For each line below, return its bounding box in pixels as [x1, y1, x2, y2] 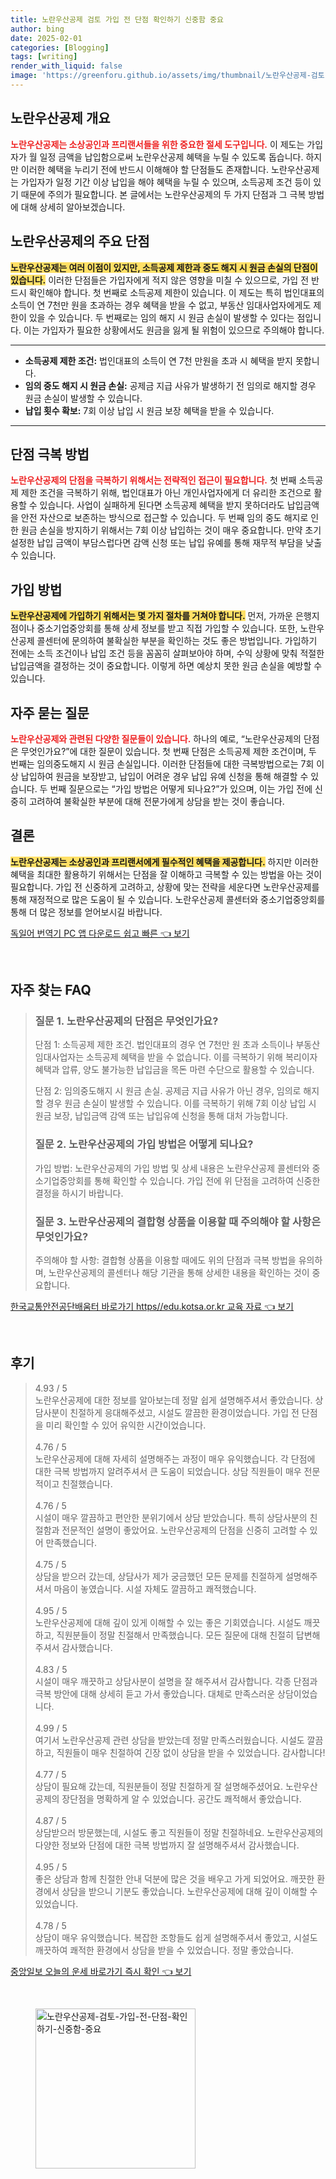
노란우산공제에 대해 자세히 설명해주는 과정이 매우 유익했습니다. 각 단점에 [34, 1452, 316, 1465]
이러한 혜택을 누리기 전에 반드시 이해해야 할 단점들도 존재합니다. [20, 163, 269, 175]
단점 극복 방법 [10, 446, 90, 463]
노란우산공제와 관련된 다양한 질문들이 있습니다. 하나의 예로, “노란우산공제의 [10, 732, 302, 745]
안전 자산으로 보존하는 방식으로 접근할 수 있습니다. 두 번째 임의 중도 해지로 [20, 512, 309, 524]
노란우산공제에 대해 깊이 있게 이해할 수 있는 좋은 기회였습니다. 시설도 [34, 1616, 302, 1628]
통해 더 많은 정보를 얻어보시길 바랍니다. [10, 906, 163, 918]
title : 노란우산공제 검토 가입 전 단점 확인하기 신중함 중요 [10, 14, 224, 25]
